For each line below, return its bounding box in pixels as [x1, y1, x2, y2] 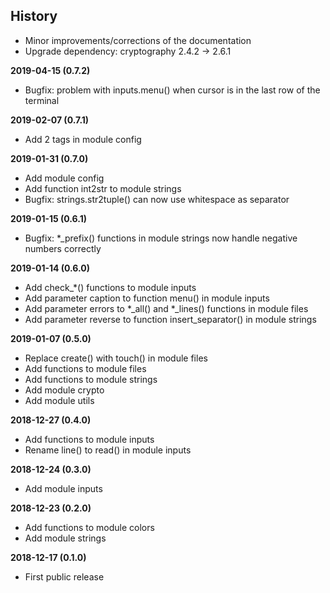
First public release [24, 570, 105, 583]
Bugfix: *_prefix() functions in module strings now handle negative [24, 232, 298, 244]
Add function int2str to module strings [24, 182, 182, 194]
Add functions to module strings [24, 373, 158, 385]
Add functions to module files [24, 362, 147, 374]
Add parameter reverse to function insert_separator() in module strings [24, 313, 317, 325]
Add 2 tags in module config [24, 133, 142, 145]
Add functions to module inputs [24, 433, 155, 445]
